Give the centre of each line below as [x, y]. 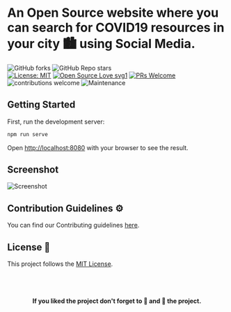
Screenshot [33, 170]
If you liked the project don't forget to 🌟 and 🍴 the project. [117, 301]
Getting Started [41, 105]
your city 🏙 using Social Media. [102, 44]
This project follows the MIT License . [60, 264]
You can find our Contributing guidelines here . [73, 225]
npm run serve [28, 134]
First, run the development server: [56, 121]
